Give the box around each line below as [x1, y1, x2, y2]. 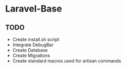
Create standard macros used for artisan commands [12, 58, 121, 63]
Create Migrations [12, 52, 50, 58]
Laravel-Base [5, 3, 62, 15]
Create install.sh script [12, 36, 59, 42]
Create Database [12, 47, 48, 53]
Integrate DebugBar [12, 42, 54, 48]
